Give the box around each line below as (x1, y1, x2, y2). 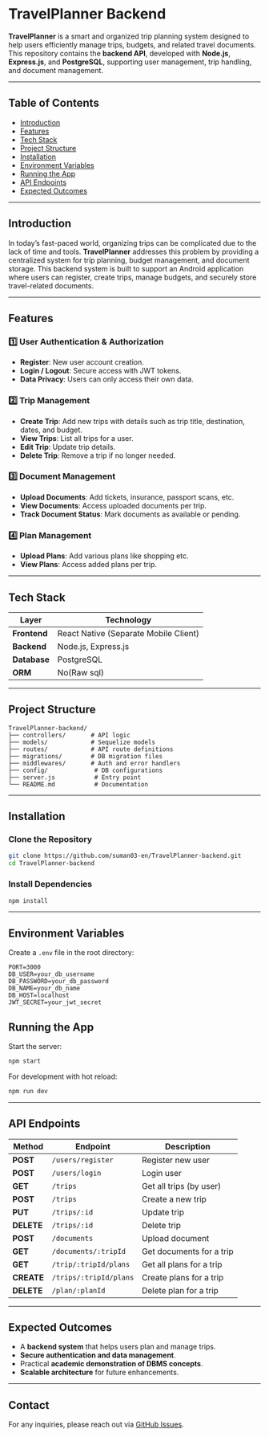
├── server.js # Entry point (8, 773, 142, 782)
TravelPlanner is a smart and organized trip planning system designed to (8, 31, 250, 41)
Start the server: (8, 1042, 62, 1051)
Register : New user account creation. (19, 357, 144, 367)
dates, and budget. (19, 425, 82, 435)
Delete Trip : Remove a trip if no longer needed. (19, 451, 176, 460)
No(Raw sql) (57, 667, 104, 678)
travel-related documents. (8, 280, 94, 290)
